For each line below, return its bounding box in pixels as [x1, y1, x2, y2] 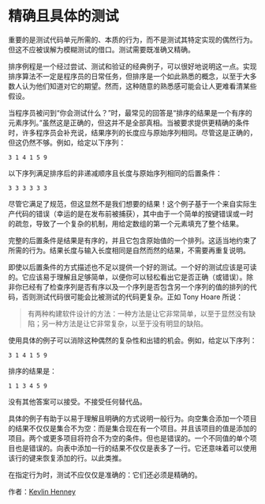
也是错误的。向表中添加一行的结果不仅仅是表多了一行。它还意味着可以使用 [14, 443, 257, 453]
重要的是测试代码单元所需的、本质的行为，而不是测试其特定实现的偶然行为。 [8, 35, 257, 44]
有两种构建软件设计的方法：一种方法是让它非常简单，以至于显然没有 [27, 309, 249, 318]
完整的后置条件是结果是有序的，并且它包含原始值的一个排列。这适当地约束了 [8, 235, 257, 245]
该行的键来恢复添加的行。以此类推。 [8, 453, 126, 463]
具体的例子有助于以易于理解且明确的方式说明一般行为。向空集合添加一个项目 [8, 413, 257, 423]
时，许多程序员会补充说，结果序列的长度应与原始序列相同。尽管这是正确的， [8, 127, 257, 137]
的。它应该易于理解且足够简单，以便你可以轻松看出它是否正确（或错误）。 [8, 272, 247, 282]
